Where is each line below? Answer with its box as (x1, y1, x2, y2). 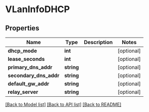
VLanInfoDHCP (5, 4, 70, 15)
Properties (5, 24, 40, 32)
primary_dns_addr (8, 64, 53, 70)
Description (84, 39, 113, 46)
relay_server (8, 89, 39, 95)
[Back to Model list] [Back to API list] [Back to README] (5, 101, 122, 107)
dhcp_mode (8, 47, 37, 54)
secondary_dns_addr (8, 72, 60, 79)
